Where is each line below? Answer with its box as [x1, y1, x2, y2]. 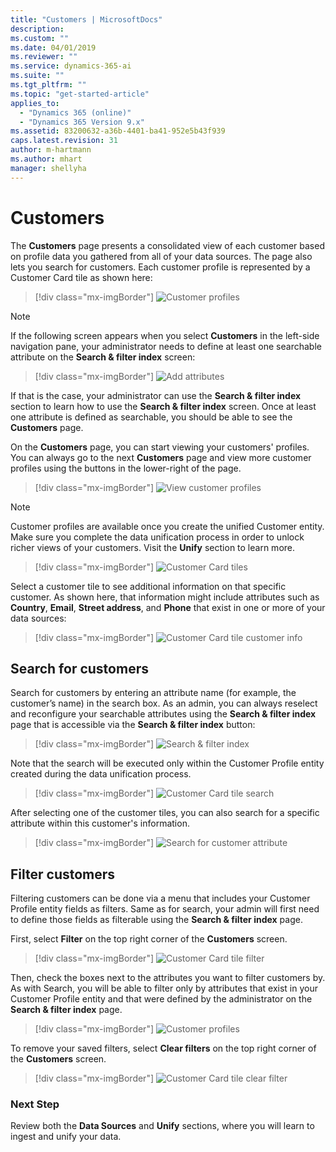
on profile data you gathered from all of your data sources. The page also [10, 250, 313, 262]
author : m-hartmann [10, 145, 92, 155]
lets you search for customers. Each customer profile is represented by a [10, 261, 311, 273]
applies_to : [10, 98, 60, 108]
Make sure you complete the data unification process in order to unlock [10, 531, 305, 543]
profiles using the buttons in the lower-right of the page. [10, 462, 242, 474]
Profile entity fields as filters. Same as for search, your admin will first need [10, 903, 320, 915]
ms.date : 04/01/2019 [10, 42, 97, 53]
